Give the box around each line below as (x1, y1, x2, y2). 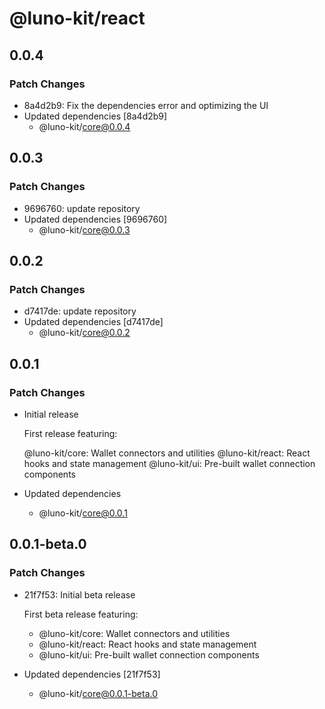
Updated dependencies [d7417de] (23, 316, 164, 328)
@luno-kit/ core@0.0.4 (38, 120, 131, 132)
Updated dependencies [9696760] (23, 213, 168, 225)
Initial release (23, 408, 79, 420)
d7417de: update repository (23, 305, 137, 317)
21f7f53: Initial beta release (23, 588, 136, 601)
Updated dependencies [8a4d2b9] (23, 110, 168, 122)
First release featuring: (23, 427, 118, 439)
